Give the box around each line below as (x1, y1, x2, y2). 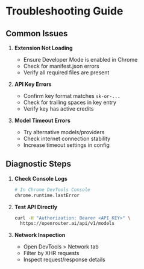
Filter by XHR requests (23, 250, 80, 257)
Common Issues (5, 28, 68, 39)
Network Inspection (14, 232, 66, 239)
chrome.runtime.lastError (14, 192, 80, 198)
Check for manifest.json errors (23, 62, 100, 70)
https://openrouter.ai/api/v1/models (20, 221, 115, 227)
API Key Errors (14, 80, 52, 88)
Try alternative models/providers (23, 129, 105, 135)
